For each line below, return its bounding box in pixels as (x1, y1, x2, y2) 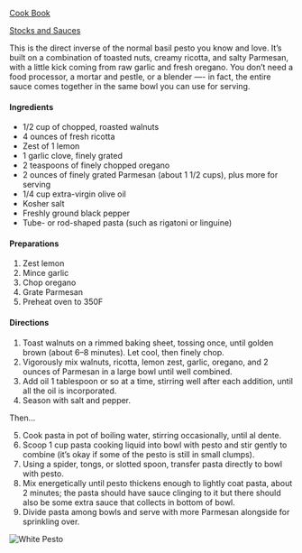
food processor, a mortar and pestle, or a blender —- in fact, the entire (9, 71, 271, 82)
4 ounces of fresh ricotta (22, 131, 115, 143)
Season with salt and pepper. (22, 394, 132, 405)
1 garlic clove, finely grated (22, 151, 124, 161)
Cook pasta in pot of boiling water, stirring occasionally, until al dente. (22, 429, 282, 440)
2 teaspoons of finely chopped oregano (22, 160, 170, 171)
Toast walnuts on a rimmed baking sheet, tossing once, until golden (22, 337, 274, 348)
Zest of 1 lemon (22, 141, 80, 152)
